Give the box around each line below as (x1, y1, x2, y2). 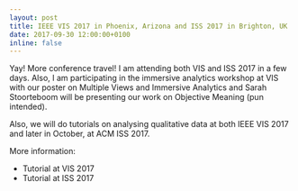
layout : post (9, 13, 59, 23)
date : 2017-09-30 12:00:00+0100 (9, 30, 131, 39)
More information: (9, 146, 77, 157)
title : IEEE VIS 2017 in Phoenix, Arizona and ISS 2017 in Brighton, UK (9, 22, 288, 31)
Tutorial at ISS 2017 (22, 173, 95, 184)
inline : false (9, 38, 63, 48)
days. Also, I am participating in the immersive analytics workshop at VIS (9, 73, 279, 84)
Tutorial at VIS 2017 (22, 163, 95, 174)
